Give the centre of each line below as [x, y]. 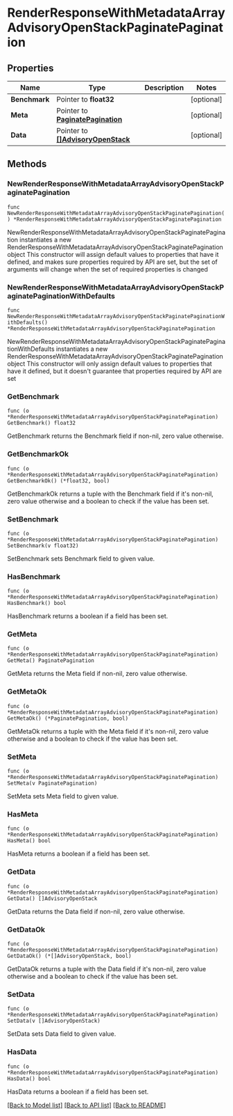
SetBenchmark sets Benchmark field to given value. [81, 558]
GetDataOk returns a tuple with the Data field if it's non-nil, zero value [107, 968]
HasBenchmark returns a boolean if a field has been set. [88, 616]
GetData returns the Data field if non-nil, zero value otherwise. [96, 911]
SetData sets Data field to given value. [62, 1034]
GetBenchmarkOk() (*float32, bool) [59, 481]
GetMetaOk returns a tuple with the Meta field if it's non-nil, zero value [108, 731]
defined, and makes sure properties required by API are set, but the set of [113, 262]
